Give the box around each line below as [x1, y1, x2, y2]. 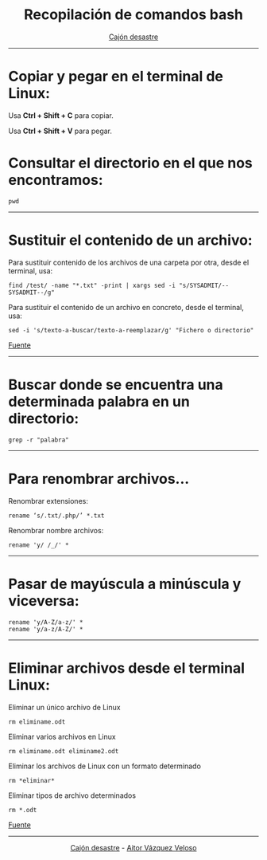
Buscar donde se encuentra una [8, 375, 224, 394]
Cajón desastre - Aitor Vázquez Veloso [70, 842, 197, 852]
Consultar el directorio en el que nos [8, 154, 253, 172]
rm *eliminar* [8, 776, 56, 784]
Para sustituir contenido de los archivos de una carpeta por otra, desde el [8, 257, 250, 267]
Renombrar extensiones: [8, 496, 89, 505]
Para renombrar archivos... [8, 469, 190, 488]
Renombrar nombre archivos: [8, 525, 104, 535]
